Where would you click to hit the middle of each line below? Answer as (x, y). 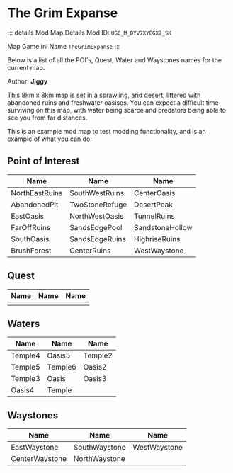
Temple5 (25, 367)
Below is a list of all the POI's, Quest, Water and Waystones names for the (114, 60)
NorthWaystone (99, 459)
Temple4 (25, 355)
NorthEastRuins (37, 193)
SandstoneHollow (163, 227)
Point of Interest (44, 161)
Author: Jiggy (28, 81)
